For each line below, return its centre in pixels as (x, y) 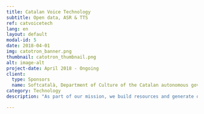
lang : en (17, 29)
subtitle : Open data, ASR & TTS (47, 18)
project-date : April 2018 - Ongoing (53, 68)
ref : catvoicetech (29, 23)
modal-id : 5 (21, 40)
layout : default (27, 35)
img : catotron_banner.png (39, 52)
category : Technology (34, 91)
